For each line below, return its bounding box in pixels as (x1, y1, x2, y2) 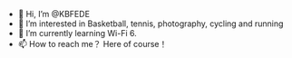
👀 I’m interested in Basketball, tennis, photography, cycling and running (17, 18, 284, 29)
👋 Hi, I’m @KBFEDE (17, 9, 91, 19)
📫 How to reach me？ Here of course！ (17, 39, 168, 49)
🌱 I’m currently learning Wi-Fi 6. (17, 28, 138, 38)
